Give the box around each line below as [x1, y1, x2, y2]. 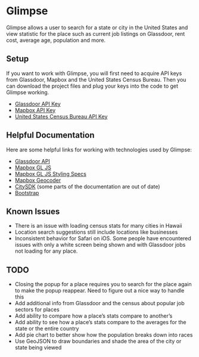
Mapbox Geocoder [14, 176, 61, 184]
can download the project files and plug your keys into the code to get [6, 82, 179, 89]
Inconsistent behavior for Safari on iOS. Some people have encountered [14, 235, 192, 242]
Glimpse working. [6, 88, 49, 96]
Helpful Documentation [6, 130, 95, 141]
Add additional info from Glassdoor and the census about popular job [14, 300, 185, 307]
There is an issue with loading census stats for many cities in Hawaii [14, 222, 183, 229]
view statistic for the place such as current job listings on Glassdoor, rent [6, 30, 185, 37]
